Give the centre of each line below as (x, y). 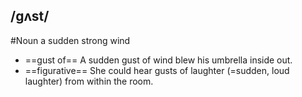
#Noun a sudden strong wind (70, 40)
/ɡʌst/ (30, 16)
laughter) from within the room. (89, 81)
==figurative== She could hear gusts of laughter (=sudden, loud (157, 70)
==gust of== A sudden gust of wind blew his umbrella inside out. (158, 60)
